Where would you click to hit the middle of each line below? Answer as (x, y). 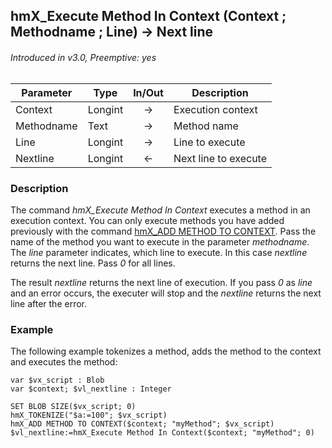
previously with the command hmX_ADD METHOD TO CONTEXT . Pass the (163, 231)
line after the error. (49, 303)
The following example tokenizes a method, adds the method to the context (166, 351)
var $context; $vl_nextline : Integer (91, 389)
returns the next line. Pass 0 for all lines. (93, 263)
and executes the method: (64, 362)
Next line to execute (220, 158)
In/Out (148, 92)
